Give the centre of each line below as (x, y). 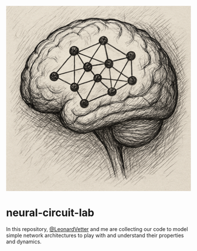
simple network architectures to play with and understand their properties (95, 235)
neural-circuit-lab (50, 213)
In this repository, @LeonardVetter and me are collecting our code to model (97, 229)
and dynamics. (24, 242)
